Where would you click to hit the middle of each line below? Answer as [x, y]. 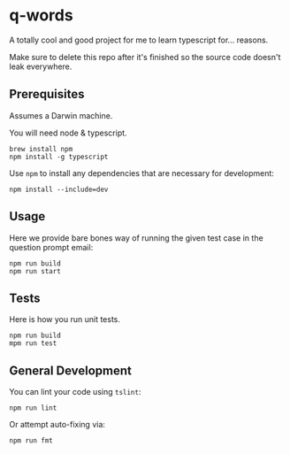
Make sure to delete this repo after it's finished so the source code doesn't [145, 57]
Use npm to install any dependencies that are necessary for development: [141, 173]
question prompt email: [51, 247]
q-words [41, 15]
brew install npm [41, 149]
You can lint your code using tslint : [75, 392]
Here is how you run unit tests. [65, 319]
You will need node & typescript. [68, 133]
